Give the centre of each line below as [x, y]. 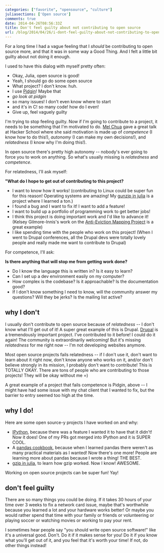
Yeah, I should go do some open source [52, 81]
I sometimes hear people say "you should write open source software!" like [81, 530]
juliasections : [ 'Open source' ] [38, 14]
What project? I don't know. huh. [45, 86]
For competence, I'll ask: [30, 252]
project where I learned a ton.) [42, 201]
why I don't [22, 312]
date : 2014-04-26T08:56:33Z [34, 23]
